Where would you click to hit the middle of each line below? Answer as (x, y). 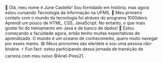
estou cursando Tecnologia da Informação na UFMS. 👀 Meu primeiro (73, 13)
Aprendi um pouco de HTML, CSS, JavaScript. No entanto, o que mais (75, 23)
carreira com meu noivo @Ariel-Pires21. (45, 56)
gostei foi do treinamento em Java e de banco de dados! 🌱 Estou (70, 28)
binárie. (13, 49)
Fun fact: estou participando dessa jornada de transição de (84, 49)
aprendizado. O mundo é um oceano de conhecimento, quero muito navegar (81, 38)
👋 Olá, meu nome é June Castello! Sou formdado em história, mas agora (77, 8)
